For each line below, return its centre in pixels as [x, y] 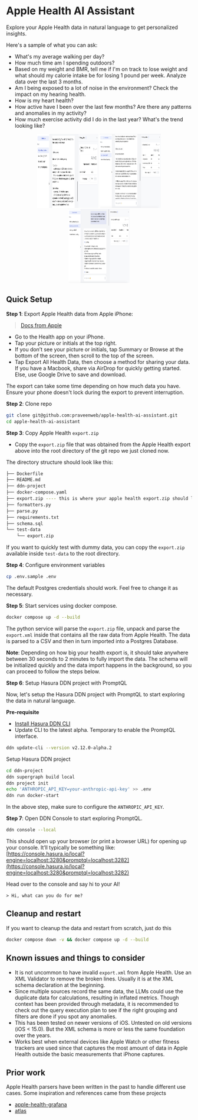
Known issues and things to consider [76, 958]
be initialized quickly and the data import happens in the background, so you [99, 665]
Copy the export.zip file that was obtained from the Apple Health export [103, 444]
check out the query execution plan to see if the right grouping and [96, 1010]
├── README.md [24, 480]
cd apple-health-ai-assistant [43, 421]
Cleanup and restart [44, 914]
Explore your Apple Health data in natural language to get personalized [92, 27]
